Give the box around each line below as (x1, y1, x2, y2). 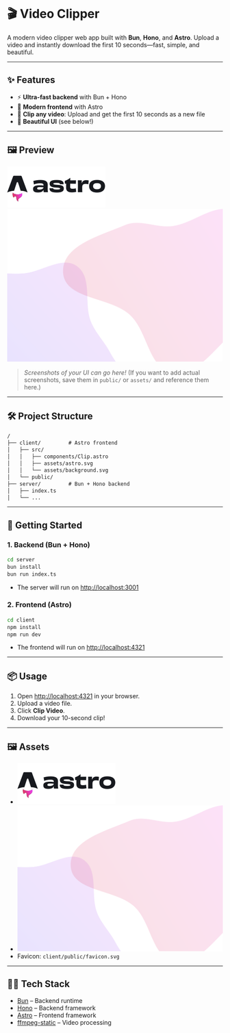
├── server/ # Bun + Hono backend (7, 481, 130, 487)
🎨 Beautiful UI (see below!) (16, 117, 94, 125)
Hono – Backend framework (16, 1004, 96, 1012)
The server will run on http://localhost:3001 (16, 583, 139, 591)
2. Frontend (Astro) (7, 600, 72, 610)
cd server (7, 556, 36, 563)
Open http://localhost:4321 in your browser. (16, 692, 140, 700)
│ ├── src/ (7, 446, 44, 453)
